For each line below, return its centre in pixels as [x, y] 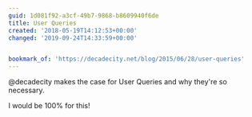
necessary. [27, 90]
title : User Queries [43, 23]
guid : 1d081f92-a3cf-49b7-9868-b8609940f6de [84, 16]
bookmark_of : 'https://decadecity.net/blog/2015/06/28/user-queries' [127, 59]
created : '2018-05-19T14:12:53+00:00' [73, 30]
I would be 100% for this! [49, 106]
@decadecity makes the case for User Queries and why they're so [118, 82]
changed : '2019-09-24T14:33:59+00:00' [73, 38]
